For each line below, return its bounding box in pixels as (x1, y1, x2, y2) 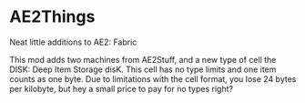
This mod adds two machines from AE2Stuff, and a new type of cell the (9, 54, 277, 65)
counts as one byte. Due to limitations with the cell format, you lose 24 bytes (9, 73, 297, 84)
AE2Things (9, 6, 96, 27)
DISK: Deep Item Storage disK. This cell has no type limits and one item (9, 64, 277, 75)
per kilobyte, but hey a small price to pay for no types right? (9, 83, 234, 94)
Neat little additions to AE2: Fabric (9, 36, 137, 47)
